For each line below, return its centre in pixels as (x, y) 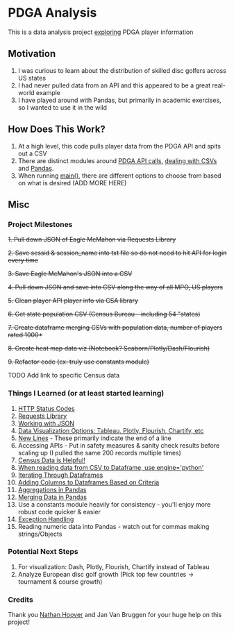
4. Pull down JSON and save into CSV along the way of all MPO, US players (116, 287)
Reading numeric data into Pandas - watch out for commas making (114, 526)
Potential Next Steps (43, 552)
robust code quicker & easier (59, 512)
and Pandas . (36, 168)
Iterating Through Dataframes (60, 475)
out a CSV (32, 153)
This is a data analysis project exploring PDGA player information (101, 32)
